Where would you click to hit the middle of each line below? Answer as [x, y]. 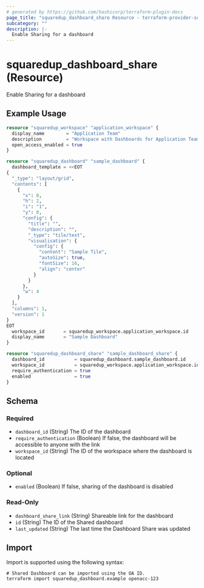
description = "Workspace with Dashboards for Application [99, 139]
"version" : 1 [28, 314]
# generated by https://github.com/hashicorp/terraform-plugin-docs [95, 12]
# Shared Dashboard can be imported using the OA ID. [76, 573]
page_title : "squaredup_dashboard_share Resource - [73, 18]
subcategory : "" [27, 23]
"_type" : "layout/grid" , [43, 178]
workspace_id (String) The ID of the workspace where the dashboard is [104, 451]
